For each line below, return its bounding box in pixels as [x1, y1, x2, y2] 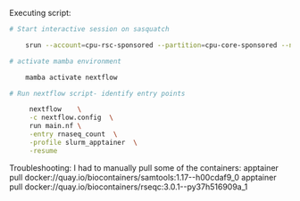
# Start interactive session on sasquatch [9, 25, 170, 34]
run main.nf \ [29, 122, 82, 131]
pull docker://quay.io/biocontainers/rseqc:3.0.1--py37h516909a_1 [9, 181, 248, 192]
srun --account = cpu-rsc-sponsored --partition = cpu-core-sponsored [25, 40, 278, 50]
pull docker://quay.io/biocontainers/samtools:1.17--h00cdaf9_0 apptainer [9, 172, 277, 182]
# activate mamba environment [9, 57, 122, 66]
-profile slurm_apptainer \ [29, 138, 138, 147]
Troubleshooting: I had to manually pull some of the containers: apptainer [9, 162, 279, 173]
